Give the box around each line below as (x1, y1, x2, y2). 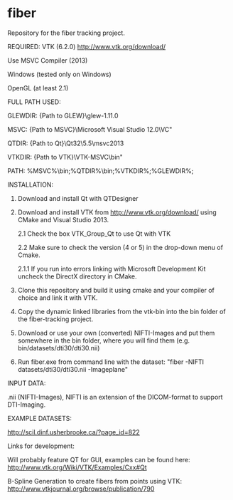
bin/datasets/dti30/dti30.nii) (17, 343, 100, 352)
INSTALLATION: (7, 180, 54, 189)
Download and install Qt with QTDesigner (17, 194, 139, 202)
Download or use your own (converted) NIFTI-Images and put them (17, 328, 215, 337)
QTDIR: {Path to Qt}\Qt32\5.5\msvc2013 (7, 139, 124, 147)
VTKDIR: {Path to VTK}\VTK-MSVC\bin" (7, 152, 123, 161)
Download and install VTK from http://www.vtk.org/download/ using (17, 208, 217, 217)
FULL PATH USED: (7, 98, 62, 106)
